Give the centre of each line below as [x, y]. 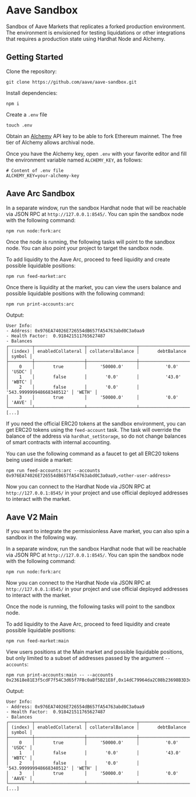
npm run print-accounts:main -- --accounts [60, 675]
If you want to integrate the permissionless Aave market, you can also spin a [98, 531]
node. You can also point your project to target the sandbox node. [85, 248]
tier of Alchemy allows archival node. [50, 142]
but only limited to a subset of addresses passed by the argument [85, 658]
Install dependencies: [32, 93]
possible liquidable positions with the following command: [76, 293]
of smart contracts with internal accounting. [59, 442]
